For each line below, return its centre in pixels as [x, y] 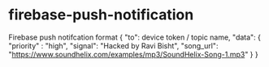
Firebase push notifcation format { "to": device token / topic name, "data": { [135, 37]
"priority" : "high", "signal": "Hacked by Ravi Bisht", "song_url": [113, 45]
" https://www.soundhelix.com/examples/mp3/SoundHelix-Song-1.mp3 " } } [133, 54]
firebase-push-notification [101, 15]
